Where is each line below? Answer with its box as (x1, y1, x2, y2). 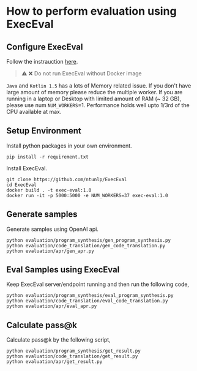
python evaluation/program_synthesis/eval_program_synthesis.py (6, 293, 174, 299)
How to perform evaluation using (6, 4, 177, 18)
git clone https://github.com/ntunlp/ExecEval (6, 176, 127, 182)
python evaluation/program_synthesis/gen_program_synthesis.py (6, 237, 171, 243)
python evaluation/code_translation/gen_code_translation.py (6, 242, 166, 249)
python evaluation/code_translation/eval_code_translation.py (6, 298, 168, 304)
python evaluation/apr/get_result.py (6, 359, 103, 365)
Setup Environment (6, 126, 81, 136)
